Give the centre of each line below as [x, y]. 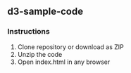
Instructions [29, 32]
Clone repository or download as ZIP [71, 47]
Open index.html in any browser [64, 62]
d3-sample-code [45, 12]
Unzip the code [40, 54]
